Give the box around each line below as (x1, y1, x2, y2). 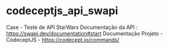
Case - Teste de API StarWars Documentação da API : (6, 24, 138, 31)
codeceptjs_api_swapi (6, 4, 119, 18)
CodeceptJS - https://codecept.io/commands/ (6, 36, 120, 43)
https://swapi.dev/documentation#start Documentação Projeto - (6, 30, 163, 37)
